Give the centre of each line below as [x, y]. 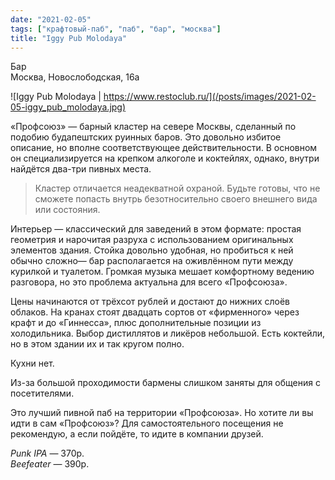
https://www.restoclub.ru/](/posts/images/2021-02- [210, 97]
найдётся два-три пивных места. [81, 169]
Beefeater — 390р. [50, 464]
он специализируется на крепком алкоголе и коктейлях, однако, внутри [165, 158]
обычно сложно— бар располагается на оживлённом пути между [152, 261]
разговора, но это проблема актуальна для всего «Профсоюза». [149, 282]
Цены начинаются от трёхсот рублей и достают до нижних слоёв [150, 302]
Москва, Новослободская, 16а [75, 77]
